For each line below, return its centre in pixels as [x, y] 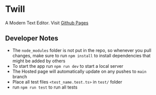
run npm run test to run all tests [45, 87]
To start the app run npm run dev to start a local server [68, 66]
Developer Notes [32, 38]
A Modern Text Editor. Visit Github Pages [47, 23]
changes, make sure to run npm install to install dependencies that [81, 55]
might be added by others [39, 61]
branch [20, 76]
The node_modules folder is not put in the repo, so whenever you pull [82, 50]
